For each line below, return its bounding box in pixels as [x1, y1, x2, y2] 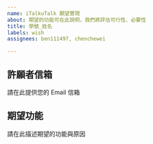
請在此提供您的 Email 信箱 [7, 88, 80, 96]
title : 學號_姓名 [7, 23, 53, 29]
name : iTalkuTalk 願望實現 [7, 10, 80, 17]
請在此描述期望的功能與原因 [7, 130, 86, 138]
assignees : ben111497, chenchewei [7, 36, 106, 43]
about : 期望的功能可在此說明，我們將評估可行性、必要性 [7, 16, 146, 23]
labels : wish [7, 29, 45, 36]
